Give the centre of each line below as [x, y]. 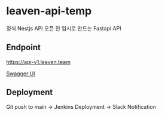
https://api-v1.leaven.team [38, 62]
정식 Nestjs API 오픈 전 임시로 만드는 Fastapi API [64, 28]
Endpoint [23, 48]
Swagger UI [21, 74]
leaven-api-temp [49, 11]
